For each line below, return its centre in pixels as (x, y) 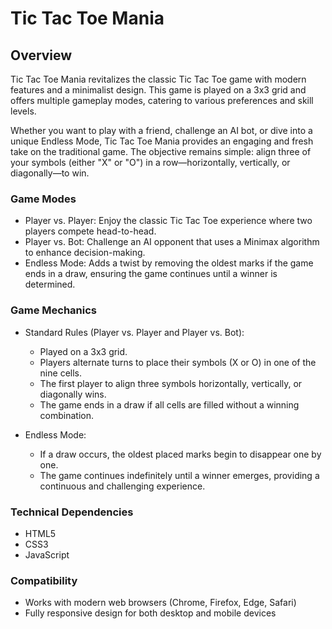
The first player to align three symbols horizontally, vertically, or (171, 383)
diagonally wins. (73, 394)
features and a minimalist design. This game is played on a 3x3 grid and (158, 90)
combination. (67, 415)
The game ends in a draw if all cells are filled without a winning (169, 404)
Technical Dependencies (72, 512)
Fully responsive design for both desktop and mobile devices (150, 613)
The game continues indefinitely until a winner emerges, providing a (179, 475)
